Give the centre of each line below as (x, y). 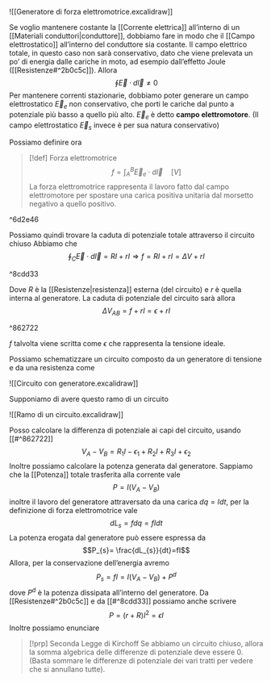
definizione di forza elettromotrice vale (73, 511)
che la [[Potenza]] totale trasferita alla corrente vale (95, 474)
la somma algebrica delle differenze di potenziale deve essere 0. (136, 652)
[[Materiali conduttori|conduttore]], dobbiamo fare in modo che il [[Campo (132, 36)
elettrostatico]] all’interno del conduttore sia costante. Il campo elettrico (128, 44)
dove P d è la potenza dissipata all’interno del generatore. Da (109, 592)
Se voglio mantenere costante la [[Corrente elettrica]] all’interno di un (125, 27)
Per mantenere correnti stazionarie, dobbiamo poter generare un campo (129, 95)
